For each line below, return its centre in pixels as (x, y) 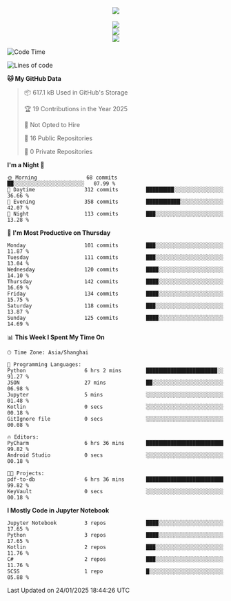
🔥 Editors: (23, 437)
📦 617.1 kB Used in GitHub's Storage (76, 92)
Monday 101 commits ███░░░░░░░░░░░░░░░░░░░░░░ (115, 245)
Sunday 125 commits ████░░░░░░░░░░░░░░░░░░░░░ (115, 318)
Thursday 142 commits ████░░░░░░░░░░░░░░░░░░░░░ (115, 282)
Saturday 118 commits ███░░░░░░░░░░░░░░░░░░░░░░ (115, 306)
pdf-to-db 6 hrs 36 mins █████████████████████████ (115, 479)
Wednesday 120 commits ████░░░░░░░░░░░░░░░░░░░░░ (115, 269)
